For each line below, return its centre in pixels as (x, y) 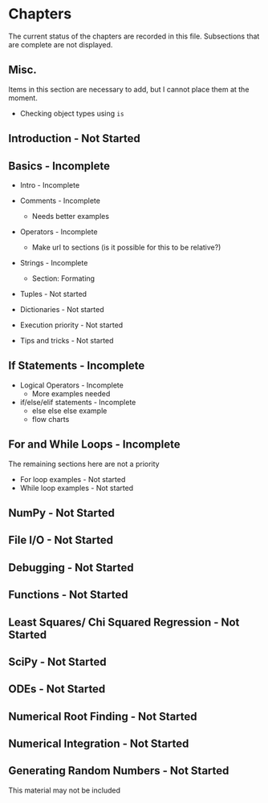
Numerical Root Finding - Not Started (103, 716)
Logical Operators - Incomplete (72, 385)
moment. (23, 98)
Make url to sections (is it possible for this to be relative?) (126, 247)
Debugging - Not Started (71, 568)
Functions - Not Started (68, 595)
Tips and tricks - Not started (67, 340)
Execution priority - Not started (71, 325)
